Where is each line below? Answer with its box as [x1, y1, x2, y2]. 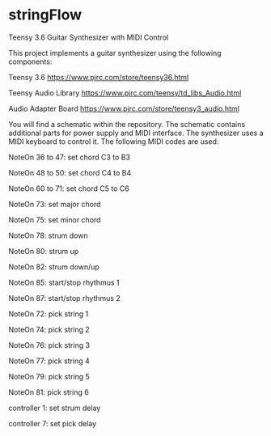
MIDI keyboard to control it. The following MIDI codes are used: [8, 136, 219, 146]
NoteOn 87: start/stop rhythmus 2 [8, 293, 121, 303]
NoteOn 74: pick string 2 [8, 324, 91, 334]
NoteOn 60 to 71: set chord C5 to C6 [8, 184, 129, 193]
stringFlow [8, 6, 83, 24]
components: [8, 57, 53, 66]
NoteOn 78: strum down [8, 231, 88, 240]
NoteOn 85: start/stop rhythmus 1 [8, 277, 120, 287]
